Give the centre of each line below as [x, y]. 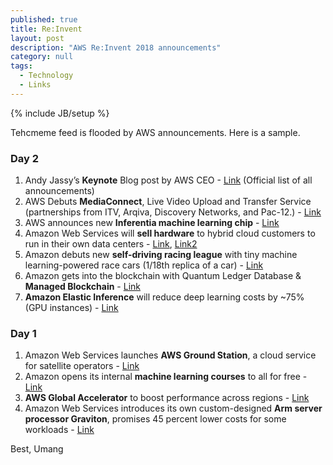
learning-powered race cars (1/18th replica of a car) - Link [144, 265]
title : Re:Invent [46, 29]
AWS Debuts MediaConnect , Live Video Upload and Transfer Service [168, 202]
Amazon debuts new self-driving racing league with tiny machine [161, 255]
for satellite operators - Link [82, 366]
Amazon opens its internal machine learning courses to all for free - [166, 377]
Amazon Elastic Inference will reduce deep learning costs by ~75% [164, 297]
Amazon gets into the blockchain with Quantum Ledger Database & [163, 276]
